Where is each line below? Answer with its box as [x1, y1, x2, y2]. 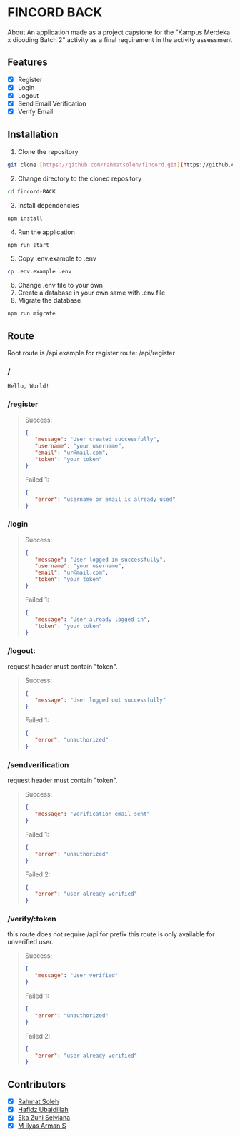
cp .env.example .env [7, 268, 72, 276]
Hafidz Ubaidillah [17, 1106, 69, 1114]
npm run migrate [7, 310, 56, 318]
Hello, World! [7, 383, 50, 390]
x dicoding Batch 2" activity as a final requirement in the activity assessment [7, 35, 233, 44]
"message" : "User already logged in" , [34, 615, 151, 623]
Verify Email [17, 108, 54, 116]
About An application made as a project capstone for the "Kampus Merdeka [7, 28, 231, 36]
